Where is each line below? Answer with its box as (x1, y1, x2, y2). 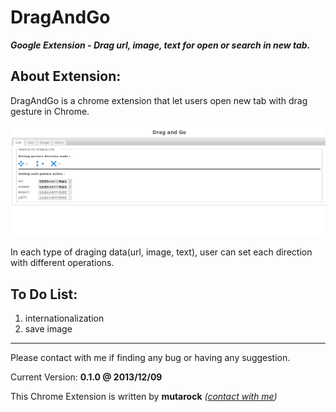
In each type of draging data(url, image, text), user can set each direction (10, 246, 313, 258)
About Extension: (10, 68, 122, 85)
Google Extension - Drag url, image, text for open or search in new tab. (10, 39, 311, 51)
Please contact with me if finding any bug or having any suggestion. (10, 352, 291, 364)
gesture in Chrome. (10, 105, 90, 117)
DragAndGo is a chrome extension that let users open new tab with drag (10, 94, 308, 106)
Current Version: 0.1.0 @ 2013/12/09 (10, 371, 163, 383)
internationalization (24, 312, 105, 325)
